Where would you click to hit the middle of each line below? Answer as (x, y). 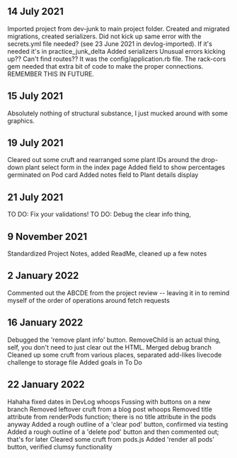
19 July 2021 (35, 143)
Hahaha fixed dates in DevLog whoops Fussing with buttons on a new (109, 401)
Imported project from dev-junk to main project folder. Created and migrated (118, 28)
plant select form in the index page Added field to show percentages (125, 167)
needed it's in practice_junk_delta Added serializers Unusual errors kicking (116, 51)
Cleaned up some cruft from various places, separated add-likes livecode (115, 355)
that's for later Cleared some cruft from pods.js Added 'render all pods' (111, 439)
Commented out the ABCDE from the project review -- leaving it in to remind (118, 292)
